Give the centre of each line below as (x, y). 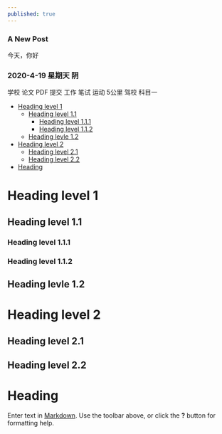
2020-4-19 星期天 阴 (43, 75)
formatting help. (31, 423)
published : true (31, 14)
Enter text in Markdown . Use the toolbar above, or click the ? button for (111, 415)
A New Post (28, 38)
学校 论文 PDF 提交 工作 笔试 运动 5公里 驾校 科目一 (83, 92)
